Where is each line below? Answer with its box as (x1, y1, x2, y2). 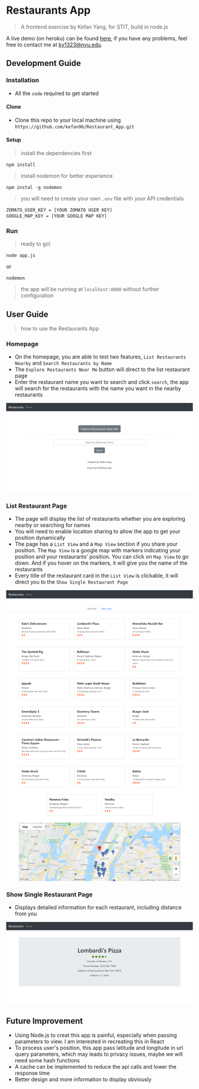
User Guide (6, 309, 49, 319)
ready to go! (20, 240, 51, 247)
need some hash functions (14, 1057, 80, 1064)
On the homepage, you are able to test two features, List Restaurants (14, 353, 187, 360)
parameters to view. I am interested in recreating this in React (14, 1038, 165, 1045)
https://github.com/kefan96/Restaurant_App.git (14, 124, 134, 130)
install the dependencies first (20, 150, 92, 157)
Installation (6, 76, 40, 84)
